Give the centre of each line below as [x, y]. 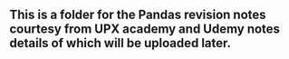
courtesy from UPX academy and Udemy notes [145, 29]
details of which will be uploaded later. [120, 43]
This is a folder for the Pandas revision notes [138, 15]
